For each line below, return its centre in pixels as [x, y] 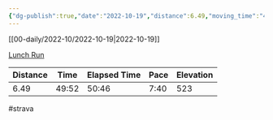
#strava [21, 108]
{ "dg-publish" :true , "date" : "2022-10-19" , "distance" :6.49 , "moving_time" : [134, 16]
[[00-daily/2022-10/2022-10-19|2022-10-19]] [84, 39]
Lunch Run [26, 54]
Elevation [195, 75]
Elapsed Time [114, 75]
